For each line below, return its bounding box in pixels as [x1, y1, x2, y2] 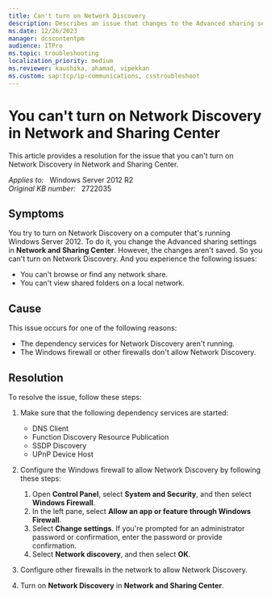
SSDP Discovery [31, 441, 87, 450]
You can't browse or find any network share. [19, 270, 168, 280]
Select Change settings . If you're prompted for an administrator [31, 524, 245, 533]
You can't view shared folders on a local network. [19, 278, 186, 288]
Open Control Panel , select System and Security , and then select [31, 490, 252, 499]
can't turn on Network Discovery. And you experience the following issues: [8, 254, 257, 263]
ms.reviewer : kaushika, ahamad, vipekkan [8, 65, 150, 73]
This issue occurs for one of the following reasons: [8, 323, 177, 333]
